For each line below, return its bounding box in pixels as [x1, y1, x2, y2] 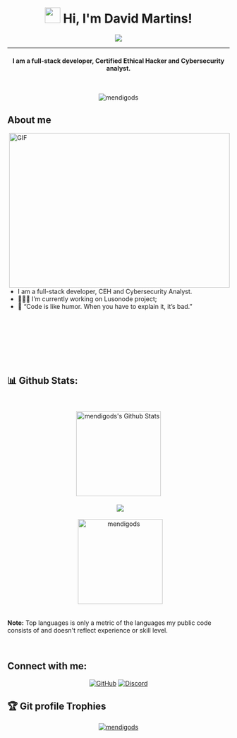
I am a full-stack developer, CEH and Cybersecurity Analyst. [17, 287, 193, 295]
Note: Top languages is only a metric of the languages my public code [7, 619, 212, 627]
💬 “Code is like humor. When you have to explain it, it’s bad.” [17, 302, 193, 310]
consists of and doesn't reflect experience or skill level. [7, 626, 168, 634]
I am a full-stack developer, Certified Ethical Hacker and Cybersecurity [12, 57, 225, 65]
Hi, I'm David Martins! [63, 11, 193, 27]
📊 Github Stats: [7, 375, 78, 387]
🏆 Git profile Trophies [7, 701, 107, 713]
